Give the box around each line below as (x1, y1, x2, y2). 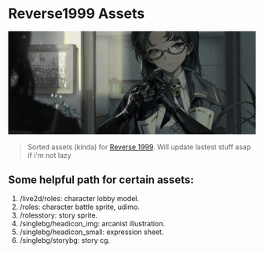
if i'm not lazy (27, 150, 72, 159)
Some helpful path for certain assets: (8, 174, 194, 186)
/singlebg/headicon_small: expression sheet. (19, 227, 164, 236)
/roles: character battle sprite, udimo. (19, 202, 140, 212)
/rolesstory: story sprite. (19, 211, 98, 220)
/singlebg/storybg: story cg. (19, 236, 111, 245)
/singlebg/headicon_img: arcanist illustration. (19, 219, 166, 229)
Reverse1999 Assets (8, 5, 145, 23)
